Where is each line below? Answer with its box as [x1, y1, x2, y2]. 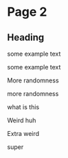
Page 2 [7, 4, 47, 20]
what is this [7, 103, 40, 111]
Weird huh [7, 116, 36, 124]
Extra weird [7, 130, 40, 137]
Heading [7, 32, 45, 43]
